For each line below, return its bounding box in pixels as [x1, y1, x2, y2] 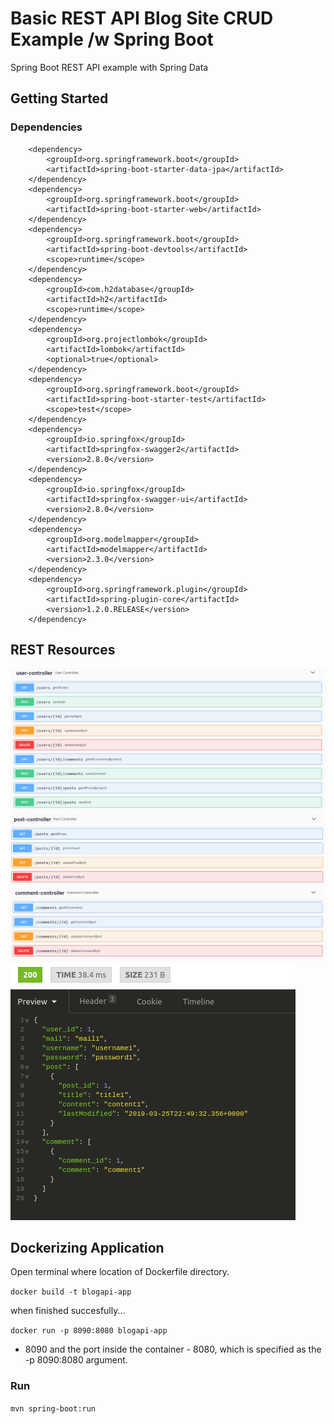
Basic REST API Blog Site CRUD [10, 7, 274, 30]
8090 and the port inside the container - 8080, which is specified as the [24, 1343, 322, 1356]
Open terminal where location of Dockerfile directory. [10, 1266, 230, 1278]
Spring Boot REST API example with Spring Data [10, 61, 209, 73]
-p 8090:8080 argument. [24, 1354, 128, 1366]
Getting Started [10, 90, 109, 107]
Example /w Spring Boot [10, 28, 214, 51]
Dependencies [10, 120, 83, 134]
